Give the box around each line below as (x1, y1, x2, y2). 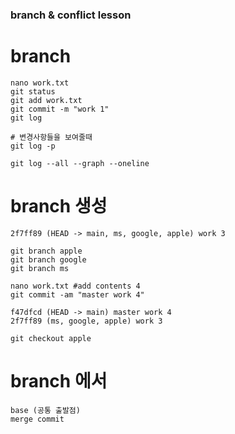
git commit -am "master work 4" (10, 289, 145, 300)
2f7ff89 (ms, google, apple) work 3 (10, 316, 163, 326)
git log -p (10, 141, 56, 151)
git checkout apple (10, 333, 92, 343)
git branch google (10, 254, 87, 265)
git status (10, 86, 56, 97)
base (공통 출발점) (10, 405, 81, 415)
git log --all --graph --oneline (10, 158, 150, 168)
